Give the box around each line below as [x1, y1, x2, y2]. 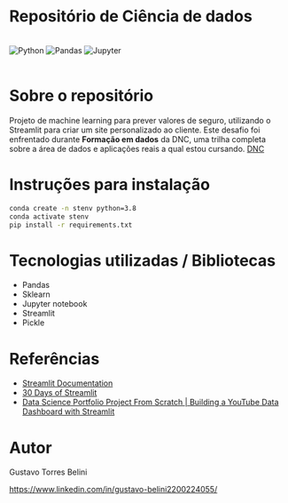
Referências [9, 348, 100, 369]
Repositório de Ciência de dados [9, 6, 253, 27]
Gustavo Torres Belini [9, 467, 88, 477]
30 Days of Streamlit [21, 387, 97, 398]
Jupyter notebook [21, 299, 88, 309]
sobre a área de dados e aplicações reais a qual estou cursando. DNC [9, 143, 265, 154]
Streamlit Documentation [21, 378, 113, 388]
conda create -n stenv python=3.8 [9, 204, 137, 212]
